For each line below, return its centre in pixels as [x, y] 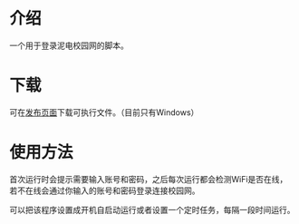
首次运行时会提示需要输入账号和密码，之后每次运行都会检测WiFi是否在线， [149, 179]
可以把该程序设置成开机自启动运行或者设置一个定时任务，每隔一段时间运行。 [152, 209]
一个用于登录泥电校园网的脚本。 [69, 45]
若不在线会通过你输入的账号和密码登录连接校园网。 [105, 190]
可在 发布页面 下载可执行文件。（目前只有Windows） [104, 112]
